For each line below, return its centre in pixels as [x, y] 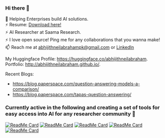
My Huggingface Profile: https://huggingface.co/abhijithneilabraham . [76, 59]
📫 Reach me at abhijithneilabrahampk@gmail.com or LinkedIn [70, 47]
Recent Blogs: [20, 74]
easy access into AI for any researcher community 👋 [70, 114]
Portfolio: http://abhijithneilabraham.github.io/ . [53, 64]
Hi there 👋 [18, 8]
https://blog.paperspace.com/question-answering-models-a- [76, 84]
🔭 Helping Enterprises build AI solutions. [47, 19]
